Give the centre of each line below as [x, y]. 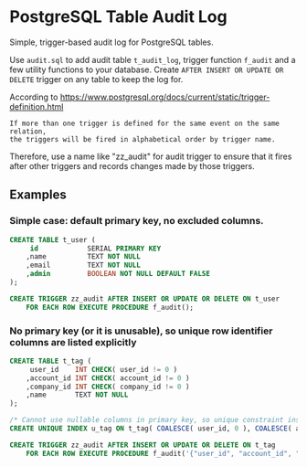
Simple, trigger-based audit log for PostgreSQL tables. [112, 42]
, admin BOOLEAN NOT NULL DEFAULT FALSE [118, 274]
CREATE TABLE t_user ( [53, 239]
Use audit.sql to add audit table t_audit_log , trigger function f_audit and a [153, 59]
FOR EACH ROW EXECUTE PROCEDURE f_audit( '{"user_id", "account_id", [159, 453]
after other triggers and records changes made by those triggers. [132, 165]
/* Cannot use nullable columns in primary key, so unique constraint [147, 420]
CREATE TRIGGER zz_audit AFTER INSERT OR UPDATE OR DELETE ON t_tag [143, 445]
